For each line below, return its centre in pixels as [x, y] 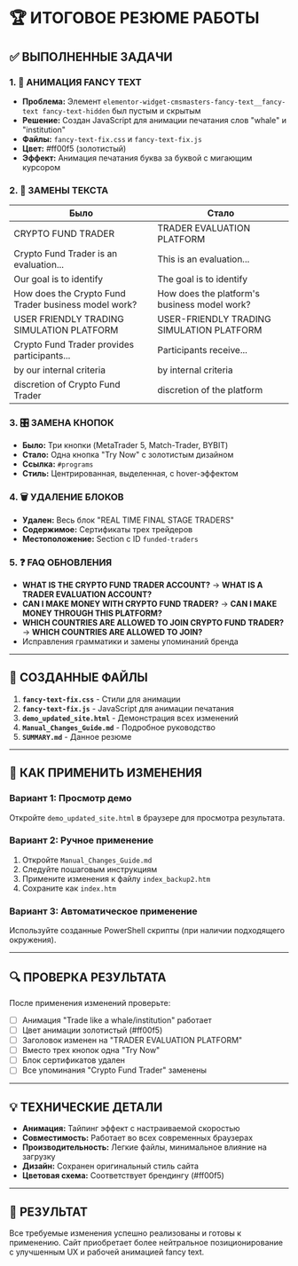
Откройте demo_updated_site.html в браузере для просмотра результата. [147, 817]
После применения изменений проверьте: [90, 1003]
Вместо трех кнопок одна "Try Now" [91, 1050]
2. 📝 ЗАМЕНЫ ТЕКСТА [59, 190]
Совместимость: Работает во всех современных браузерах [137, 1138]
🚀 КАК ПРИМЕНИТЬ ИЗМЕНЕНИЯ [106, 773]
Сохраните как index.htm [69, 888]
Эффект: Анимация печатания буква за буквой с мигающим [137, 158]
